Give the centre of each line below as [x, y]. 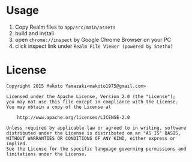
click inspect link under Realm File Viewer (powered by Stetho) [94, 46]
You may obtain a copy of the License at [59, 107]
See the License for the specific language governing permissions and [96, 149]
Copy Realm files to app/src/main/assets [65, 27]
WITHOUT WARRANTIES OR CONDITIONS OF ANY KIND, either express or [91, 138]
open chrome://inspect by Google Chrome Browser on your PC [93, 39]
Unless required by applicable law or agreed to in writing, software [96, 128]
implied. [17, 143]
